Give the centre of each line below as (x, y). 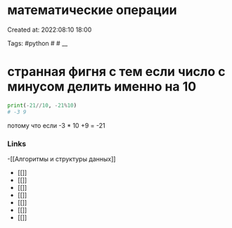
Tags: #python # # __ (38, 43)
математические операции (92, 10)
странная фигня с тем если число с (117, 72)
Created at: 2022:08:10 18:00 (50, 30)
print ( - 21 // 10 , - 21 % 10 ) (42, 105)
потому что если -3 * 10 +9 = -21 (56, 125)
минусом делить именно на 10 (102, 87)
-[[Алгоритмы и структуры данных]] (62, 159)
